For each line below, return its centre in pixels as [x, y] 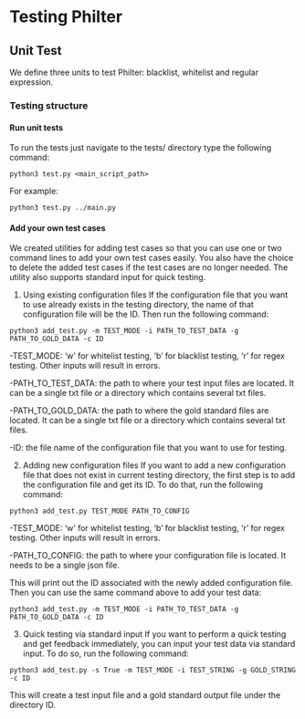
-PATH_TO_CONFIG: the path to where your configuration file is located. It [148, 556]
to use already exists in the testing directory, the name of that [138, 305]
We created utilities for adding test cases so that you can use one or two [146, 248]
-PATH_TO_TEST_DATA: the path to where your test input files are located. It [152, 383]
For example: [34, 191]
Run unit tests [37, 127]
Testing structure [49, 105]
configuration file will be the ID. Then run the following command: [146, 314]
